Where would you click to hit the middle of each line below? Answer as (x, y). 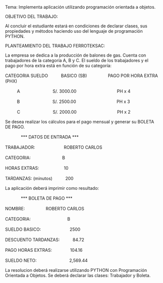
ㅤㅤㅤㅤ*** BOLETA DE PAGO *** (39, 198)
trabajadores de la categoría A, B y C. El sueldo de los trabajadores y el (77, 60)
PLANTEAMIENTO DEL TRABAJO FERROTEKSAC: (55, 46)
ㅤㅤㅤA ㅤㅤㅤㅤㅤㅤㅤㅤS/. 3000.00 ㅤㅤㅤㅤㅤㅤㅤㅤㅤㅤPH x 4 (68, 91)
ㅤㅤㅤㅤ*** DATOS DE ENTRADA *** (42, 137)
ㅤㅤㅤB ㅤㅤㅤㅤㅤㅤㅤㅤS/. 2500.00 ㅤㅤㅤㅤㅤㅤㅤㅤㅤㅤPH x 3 (68, 101)
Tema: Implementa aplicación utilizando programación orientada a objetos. (80, 7)
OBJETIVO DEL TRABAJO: (32, 16)
